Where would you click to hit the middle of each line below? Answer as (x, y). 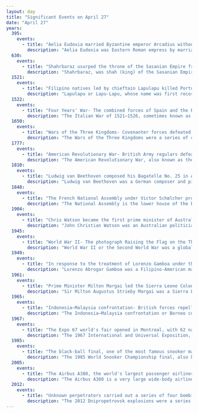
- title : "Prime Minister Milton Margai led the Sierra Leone (100, 286)
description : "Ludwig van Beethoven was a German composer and (106, 182)
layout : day (21, 12)
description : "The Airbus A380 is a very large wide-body (100, 379)
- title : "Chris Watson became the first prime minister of (97, 220)
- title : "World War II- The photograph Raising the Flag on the (103, 242)
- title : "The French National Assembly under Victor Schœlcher (102, 198)
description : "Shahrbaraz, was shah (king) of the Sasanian (103, 72)
